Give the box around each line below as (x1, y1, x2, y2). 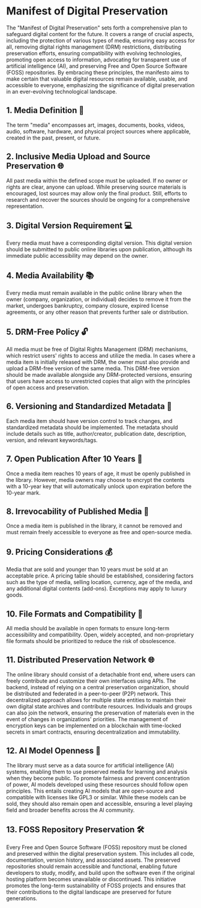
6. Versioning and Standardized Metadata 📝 (6, 401, 172, 412)
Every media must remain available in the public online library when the (6, 290, 182, 297)
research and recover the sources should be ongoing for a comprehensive (6, 196, 190, 203)
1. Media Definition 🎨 (6, 105, 85, 115)
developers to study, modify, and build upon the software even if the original (6, 869, 195, 876)
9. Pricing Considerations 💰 (6, 547, 113, 557)
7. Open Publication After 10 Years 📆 (6, 454, 143, 464)
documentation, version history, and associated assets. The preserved (6, 856, 181, 864)
